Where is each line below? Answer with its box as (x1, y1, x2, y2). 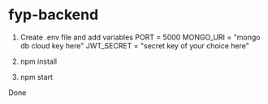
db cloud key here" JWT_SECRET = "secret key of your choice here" (19, 40, 250, 50)
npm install (19, 56, 58, 66)
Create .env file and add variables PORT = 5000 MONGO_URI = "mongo (19, 32, 261, 42)
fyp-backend (8, 6, 99, 24)
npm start (19, 72, 53, 81)
